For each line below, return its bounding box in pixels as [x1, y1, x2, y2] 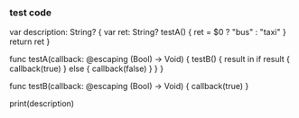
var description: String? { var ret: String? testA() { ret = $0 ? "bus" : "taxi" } [9, 27, 286, 38]
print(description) [9, 98, 75, 109]
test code [9, 6, 52, 19]
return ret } [9, 36, 51, 47]
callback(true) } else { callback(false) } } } [9, 63, 164, 74]
